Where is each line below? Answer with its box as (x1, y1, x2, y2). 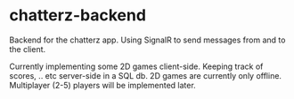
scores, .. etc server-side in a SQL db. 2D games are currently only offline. (9, 70, 282, 80)
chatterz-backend (9, 5, 147, 26)
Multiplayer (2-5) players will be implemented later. (9, 80, 196, 90)
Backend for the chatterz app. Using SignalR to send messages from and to (9, 34, 286, 45)
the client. (9, 43, 46, 54)
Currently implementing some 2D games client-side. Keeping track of (9, 61, 264, 72)
